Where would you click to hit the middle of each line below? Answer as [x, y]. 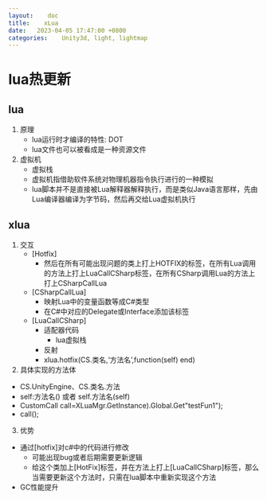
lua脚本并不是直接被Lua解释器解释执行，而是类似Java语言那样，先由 [145, 189]
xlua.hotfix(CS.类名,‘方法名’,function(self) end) [119, 360]
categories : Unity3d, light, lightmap [78, 38]
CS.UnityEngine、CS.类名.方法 [70, 387]
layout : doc [33, 16]
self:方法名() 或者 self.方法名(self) [75, 397]
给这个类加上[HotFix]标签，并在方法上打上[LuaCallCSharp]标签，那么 [145, 467]
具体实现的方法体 [48, 370]
